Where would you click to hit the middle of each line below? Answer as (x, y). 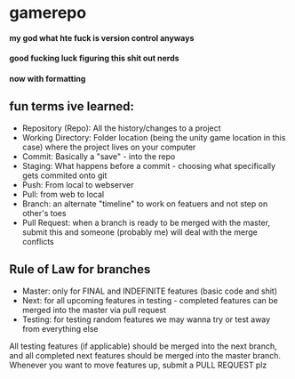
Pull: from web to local (63, 194)
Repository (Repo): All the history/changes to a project (121, 128)
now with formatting (48, 78)
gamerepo (48, 13)
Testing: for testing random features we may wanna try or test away (146, 319)
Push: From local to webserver (78, 184)
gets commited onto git (64, 175)
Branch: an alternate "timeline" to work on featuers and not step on (145, 204)
